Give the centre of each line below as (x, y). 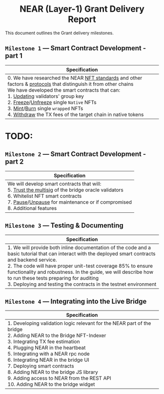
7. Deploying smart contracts (41, 366)
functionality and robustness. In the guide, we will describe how (81, 272)
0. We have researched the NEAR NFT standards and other (75, 78)
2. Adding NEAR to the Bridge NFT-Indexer (57, 335)
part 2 (14, 162)
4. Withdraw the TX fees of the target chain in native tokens (76, 114)
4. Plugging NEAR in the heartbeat (47, 348)
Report (82, 19)
